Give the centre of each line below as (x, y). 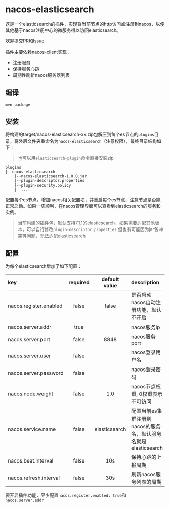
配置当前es (144, 411)
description (145, 283)
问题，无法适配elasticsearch (56, 236)
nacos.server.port (29, 340)
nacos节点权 (146, 387)
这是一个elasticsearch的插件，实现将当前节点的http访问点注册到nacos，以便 (85, 24)
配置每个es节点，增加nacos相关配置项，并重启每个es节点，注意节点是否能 (83, 200)
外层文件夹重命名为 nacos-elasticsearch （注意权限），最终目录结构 (88, 141)
